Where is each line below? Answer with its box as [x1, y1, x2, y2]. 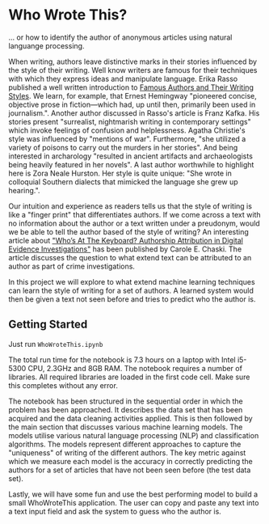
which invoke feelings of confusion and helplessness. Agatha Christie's [8, 125, 246, 135]
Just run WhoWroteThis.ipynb [8, 339, 103, 349]
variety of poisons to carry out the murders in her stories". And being [8, 142, 238, 152]
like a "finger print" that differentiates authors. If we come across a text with [8, 209, 261, 219]
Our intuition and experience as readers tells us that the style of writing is [8, 201, 253, 211]
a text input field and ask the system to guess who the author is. [8, 506, 222, 516]
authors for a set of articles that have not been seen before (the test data [8, 465, 251, 475]
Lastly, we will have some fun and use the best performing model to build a [8, 489, 258, 499]
